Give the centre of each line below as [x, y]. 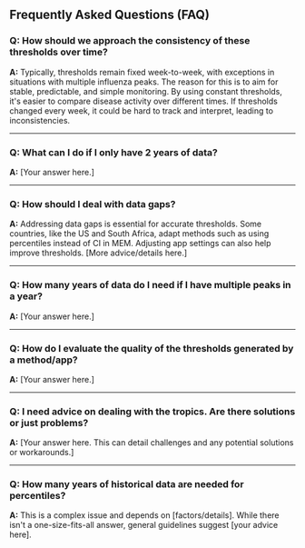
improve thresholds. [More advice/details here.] [98, 253]
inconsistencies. [40, 120]
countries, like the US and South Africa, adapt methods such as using [139, 234]
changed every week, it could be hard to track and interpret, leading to [142, 110]
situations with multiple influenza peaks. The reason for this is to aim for [144, 82]
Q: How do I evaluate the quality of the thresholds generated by [152, 348]
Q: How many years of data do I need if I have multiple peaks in [151, 285]
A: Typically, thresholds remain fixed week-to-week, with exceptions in [142, 72]
